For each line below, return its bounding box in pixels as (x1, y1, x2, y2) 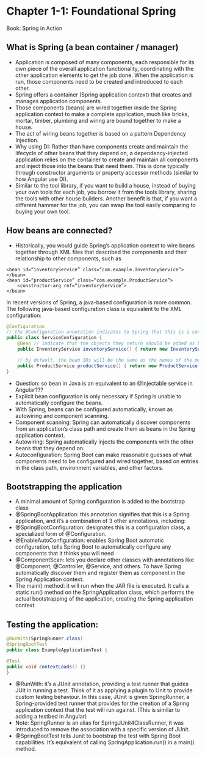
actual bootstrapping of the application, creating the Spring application (15, 595, 193, 602)
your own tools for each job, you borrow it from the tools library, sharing (15, 188, 196, 196)
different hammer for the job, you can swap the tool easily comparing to (15, 201, 196, 208)
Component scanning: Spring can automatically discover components (15, 419, 191, 426)
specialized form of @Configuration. (15, 530, 107, 538)
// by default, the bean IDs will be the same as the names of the (17, 357, 192, 363)
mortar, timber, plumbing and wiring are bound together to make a (15, 117, 181, 124)
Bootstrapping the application (6, 481, 123, 492)
